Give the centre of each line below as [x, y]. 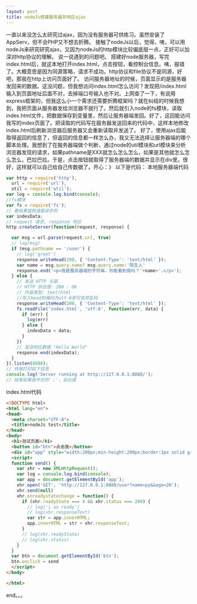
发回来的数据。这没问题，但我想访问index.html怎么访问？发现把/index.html [96, 86]
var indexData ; [25, 216]
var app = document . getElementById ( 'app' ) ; [71, 480]
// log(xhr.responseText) [59, 512]
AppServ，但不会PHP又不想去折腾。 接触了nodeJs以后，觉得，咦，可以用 [96, 42]
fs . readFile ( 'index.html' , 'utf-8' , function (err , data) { [90, 309]
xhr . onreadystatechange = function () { [65, 496]
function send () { [34, 463]
